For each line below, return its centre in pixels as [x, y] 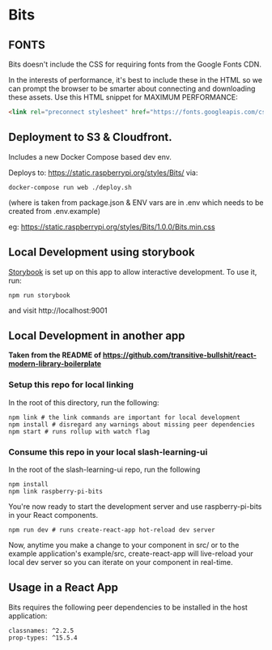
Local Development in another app [97, 335]
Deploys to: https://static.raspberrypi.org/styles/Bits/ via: [103, 173]
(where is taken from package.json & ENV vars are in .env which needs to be [136, 202]
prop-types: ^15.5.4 [43, 638]
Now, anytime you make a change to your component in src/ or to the [124, 545]
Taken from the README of [55, 355]
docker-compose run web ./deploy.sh [70, 187]
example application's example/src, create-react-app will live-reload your [131, 554]
